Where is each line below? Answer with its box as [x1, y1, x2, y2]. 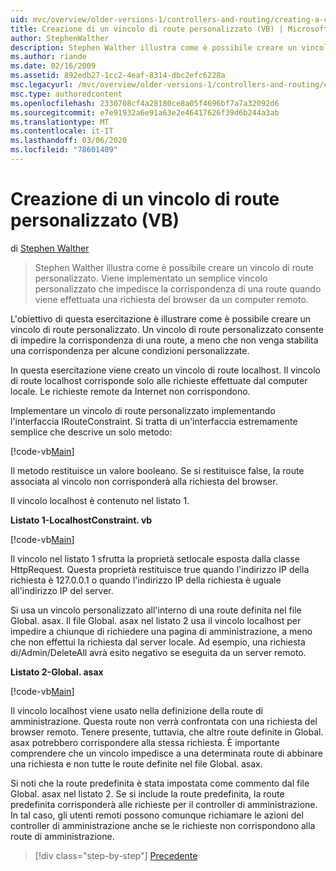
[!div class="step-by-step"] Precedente [34, 849, 198, 861]
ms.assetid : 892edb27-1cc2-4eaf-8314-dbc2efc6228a [10, 71, 226, 81]
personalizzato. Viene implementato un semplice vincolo [34, 272, 268, 284]
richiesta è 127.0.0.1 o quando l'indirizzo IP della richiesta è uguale [10, 574, 282, 586]
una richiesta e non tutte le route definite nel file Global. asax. [10, 757, 263, 770]
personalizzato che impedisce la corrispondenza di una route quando [34, 282, 322, 295]
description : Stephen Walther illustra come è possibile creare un [10, 42, 298, 53]
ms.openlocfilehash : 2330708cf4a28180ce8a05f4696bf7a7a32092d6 [10, 98, 280, 108]
